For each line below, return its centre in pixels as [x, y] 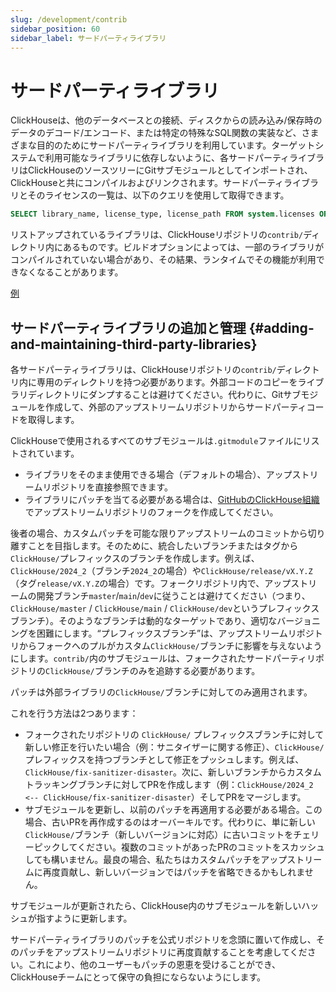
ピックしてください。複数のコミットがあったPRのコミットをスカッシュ [179, 847]
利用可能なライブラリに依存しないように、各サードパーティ [167, 158]
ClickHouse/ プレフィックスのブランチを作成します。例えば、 [135, 558]
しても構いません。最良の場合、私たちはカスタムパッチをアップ [156, 859]
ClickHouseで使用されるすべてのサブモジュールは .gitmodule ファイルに [156, 440]
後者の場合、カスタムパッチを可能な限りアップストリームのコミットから [159, 533]
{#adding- [281, 327]
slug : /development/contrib [69, 19]
